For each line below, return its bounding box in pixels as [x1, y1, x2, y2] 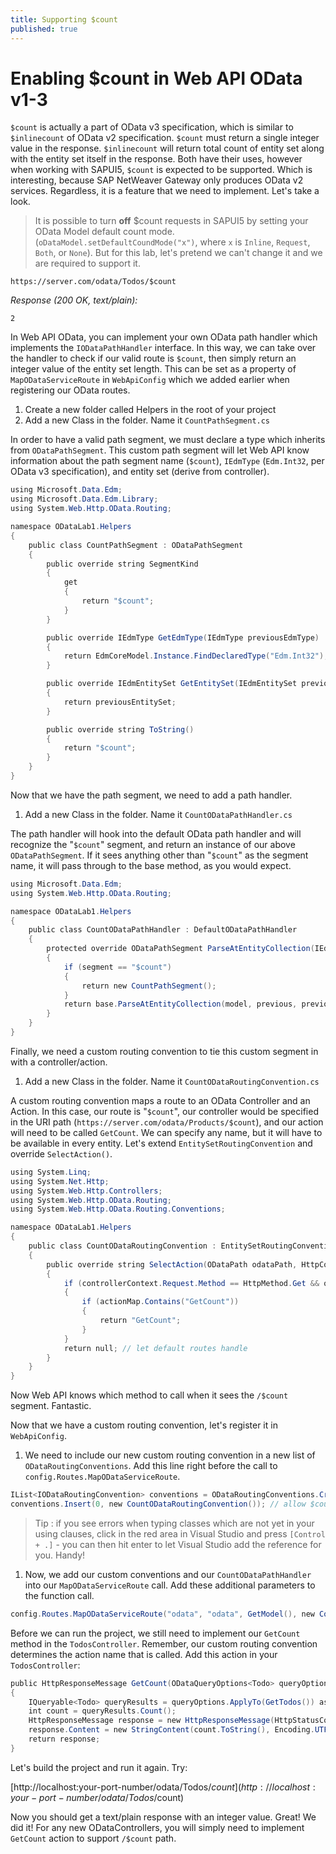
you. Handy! [34, 1549, 86, 1561]
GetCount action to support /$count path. [10, 1832, 177, 1844]
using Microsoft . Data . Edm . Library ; [10, 494, 159, 505]
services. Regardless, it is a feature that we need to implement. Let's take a [10, 185, 320, 197]
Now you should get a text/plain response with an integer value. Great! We [10, 1811, 317, 1823]
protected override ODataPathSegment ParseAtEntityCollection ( [46, 944, 315, 954]
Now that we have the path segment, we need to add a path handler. [10, 789, 293, 801]
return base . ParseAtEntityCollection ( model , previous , [63, 999, 298, 1010]
